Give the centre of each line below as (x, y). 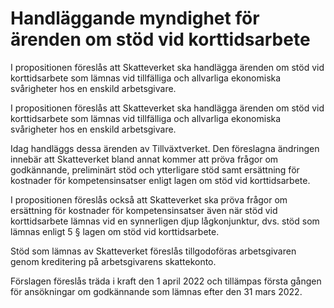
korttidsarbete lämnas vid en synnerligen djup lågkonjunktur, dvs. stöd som (165, 221)
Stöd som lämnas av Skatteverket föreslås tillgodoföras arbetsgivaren (153, 251)
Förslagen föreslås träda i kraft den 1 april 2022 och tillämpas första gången (166, 281)
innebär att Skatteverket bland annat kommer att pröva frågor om (144, 159)
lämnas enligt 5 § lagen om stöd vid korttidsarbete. (115, 231)
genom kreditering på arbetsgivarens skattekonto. (113, 261)
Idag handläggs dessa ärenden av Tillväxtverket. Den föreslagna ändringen (165, 148)
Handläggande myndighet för (135, 18)
